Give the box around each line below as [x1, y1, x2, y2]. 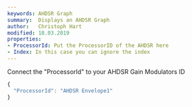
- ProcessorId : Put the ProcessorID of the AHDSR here [7, 42, 169, 49]
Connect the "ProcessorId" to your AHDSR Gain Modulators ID [7, 67, 186, 76]
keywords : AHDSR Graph [7, 10, 73, 17]
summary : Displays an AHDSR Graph [7, 17, 110, 23]
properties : [7, 36, 42, 43]
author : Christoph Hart [7, 23, 82, 30]
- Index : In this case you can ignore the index [7, 49, 150, 56]
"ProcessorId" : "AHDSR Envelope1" [13, 87, 113, 94]
